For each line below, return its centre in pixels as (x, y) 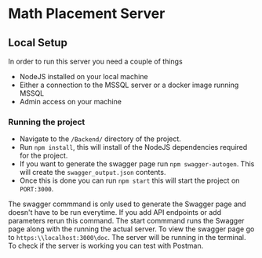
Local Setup (38, 43)
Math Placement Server (87, 14)
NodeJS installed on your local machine (84, 76)
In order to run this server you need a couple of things (95, 61)
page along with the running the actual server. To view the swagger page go (131, 229)
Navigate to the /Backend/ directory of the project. (100, 139)
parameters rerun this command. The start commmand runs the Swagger (126, 221)
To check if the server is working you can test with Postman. (106, 246)
